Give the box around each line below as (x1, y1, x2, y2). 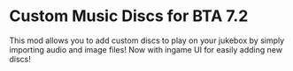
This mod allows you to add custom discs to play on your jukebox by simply (9, 35, 285, 46)
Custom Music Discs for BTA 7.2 (9, 6, 249, 26)
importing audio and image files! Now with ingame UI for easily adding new (9, 44, 283, 54)
